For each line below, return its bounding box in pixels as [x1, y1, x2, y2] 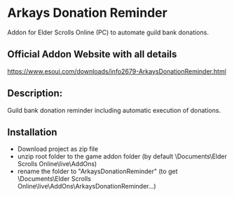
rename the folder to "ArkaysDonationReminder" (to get [17, 167, 178, 176]
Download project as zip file [17, 145, 99, 154]
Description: [7, 88, 63, 100]
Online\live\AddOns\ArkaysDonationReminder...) [17, 182, 156, 191]
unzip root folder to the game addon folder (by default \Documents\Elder [17, 152, 228, 161]
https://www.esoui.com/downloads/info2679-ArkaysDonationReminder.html [7, 67, 226, 75]
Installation [7, 126, 57, 138]
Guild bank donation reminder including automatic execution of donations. [7, 106, 221, 114]
